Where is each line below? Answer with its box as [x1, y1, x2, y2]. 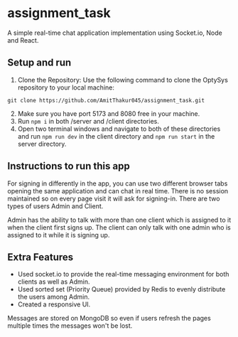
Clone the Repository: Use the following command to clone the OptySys [17, 75, 229, 84]
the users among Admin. [17, 293, 90, 301]
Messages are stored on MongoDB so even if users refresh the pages [7, 314, 211, 323]
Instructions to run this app [7, 160, 130, 172]
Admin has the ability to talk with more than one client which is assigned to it [7, 215, 232, 224]
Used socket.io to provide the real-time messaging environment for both [17, 270, 229, 279]
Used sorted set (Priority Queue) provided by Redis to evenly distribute [17, 285, 226, 294]
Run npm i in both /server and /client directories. [17, 117, 160, 125]
